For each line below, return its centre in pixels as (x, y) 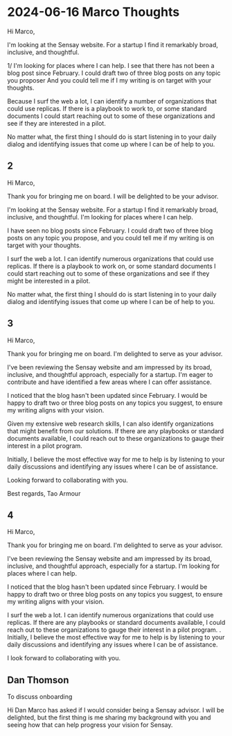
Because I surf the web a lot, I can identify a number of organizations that (112, 101)
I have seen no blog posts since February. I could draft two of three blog (110, 231)
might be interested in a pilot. (49, 281)
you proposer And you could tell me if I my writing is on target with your (109, 80)
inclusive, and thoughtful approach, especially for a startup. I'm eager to (110, 374)
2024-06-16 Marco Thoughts (93, 12)
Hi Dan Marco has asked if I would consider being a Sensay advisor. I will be (116, 710)
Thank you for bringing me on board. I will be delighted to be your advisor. (113, 196)
